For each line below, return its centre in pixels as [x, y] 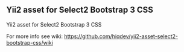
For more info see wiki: [35, 36]
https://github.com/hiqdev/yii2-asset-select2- [121, 36]
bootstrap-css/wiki [30, 42]
